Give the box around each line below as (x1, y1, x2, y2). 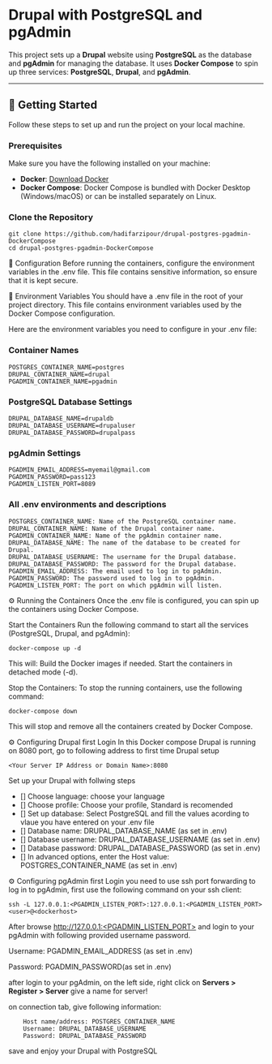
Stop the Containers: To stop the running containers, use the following (8, 683, 243, 692)
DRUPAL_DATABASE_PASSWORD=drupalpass (8, 429, 136, 437)
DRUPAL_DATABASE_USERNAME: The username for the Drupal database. (8, 553, 237, 561)
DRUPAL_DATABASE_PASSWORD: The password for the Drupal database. (8, 560, 237, 568)
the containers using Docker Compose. (8, 604, 139, 614)
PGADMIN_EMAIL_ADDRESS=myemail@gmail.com (8, 466, 151, 474)
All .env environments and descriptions (8, 499, 167, 510)
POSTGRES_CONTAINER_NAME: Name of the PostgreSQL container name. (8, 517, 237, 525)
